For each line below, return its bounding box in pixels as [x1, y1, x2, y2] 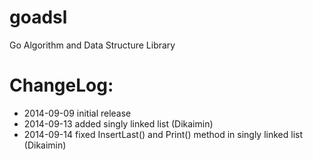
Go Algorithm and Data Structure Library [9, 39, 176, 51]
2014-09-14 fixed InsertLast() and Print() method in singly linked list [23, 128, 304, 140]
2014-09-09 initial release [23, 107, 132, 119]
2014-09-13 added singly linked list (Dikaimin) [23, 117, 214, 130]
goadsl [9, 6, 68, 29]
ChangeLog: [9, 74, 114, 97]
